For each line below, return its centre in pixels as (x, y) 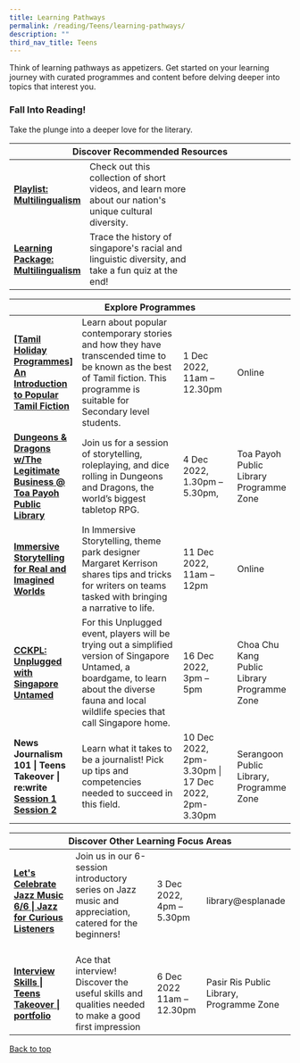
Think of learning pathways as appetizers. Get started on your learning (139, 68)
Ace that (93, 959)
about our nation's (128, 200)
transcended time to (124, 355)
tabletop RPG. (111, 510)
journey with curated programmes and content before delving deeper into (145, 78)
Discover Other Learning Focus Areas (150, 841)
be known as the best (127, 367)
